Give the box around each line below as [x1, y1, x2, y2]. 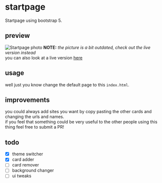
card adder [12, 157, 34, 163]
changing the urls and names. [5, 114, 64, 120]
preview [5, 32, 30, 40]
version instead [5, 50, 36, 55]
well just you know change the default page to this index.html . [5, 82, 130, 87]
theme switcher [12, 151, 44, 157]
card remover [12, 162, 39, 168]
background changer [12, 167, 54, 173]
